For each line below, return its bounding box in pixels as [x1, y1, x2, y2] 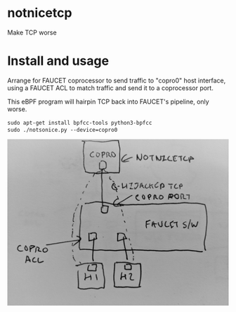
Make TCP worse [7, 28, 58, 37]
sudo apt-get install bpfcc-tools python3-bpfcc [7, 119, 152, 126]
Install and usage [7, 53, 110, 69]
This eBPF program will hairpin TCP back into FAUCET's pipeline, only [7, 97, 209, 106]
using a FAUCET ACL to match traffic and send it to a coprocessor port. [7, 83, 214, 92]
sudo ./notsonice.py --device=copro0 [7, 126, 118, 133]
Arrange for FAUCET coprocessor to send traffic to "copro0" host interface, [7, 76, 226, 85]
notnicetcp [7, 5, 72, 21]
